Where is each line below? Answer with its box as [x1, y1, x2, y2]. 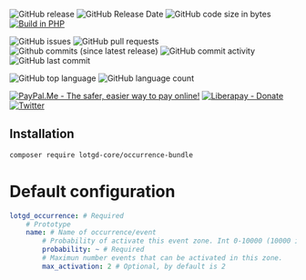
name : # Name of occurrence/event [25, 228, 157, 237]
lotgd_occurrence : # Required [9, 211, 125, 220]
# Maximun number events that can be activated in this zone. [42, 254, 283, 263]
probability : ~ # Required [42, 245, 145, 255]
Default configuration [9, 181, 176, 202]
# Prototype [25, 219, 71, 229]
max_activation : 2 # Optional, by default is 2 [42, 262, 226, 271]
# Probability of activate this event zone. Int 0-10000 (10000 [42, 236, 291, 245]
